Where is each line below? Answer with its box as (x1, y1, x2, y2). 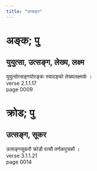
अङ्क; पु (6, 33, 40, 47)
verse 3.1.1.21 (6, 152, 38, 159)
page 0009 (6, 85, 34, 93)
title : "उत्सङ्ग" (6, 8, 42, 15)
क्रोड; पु (6, 106, 35, 119)
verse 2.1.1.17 (6, 80, 37, 87)
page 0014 (6, 158, 32, 165)
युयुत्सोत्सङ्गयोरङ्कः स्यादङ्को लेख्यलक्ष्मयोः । (6, 73, 92, 80)
